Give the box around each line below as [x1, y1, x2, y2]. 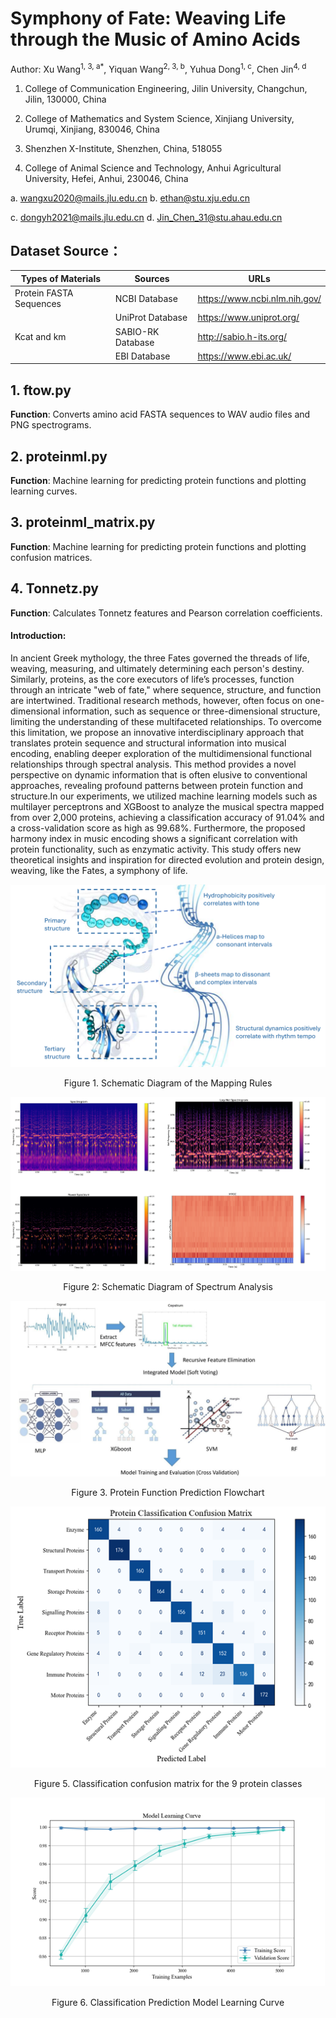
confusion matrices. [10, 551, 93, 563]
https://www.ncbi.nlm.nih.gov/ [197, 292, 322, 304]
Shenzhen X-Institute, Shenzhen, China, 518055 [24, 142, 223, 154]
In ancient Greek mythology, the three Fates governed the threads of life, [10, 652, 310, 664]
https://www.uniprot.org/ [197, 312, 300, 324]
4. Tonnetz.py [10, 580, 99, 597]
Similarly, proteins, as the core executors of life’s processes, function [10, 673, 295, 685]
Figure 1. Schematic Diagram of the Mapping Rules [63, 1077, 273, 1089]
